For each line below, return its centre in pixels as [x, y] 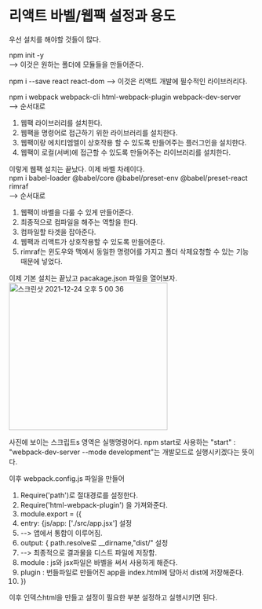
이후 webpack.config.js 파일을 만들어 [67, 478]
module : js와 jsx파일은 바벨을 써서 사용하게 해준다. [99, 562]
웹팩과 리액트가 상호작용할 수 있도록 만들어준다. [93, 241]
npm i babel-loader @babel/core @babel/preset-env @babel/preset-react [128, 178]
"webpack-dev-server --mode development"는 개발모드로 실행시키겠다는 [124, 452]
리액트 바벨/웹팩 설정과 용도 [92, 16]
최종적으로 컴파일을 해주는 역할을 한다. [79, 222]
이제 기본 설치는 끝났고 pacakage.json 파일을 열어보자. [93, 278]
